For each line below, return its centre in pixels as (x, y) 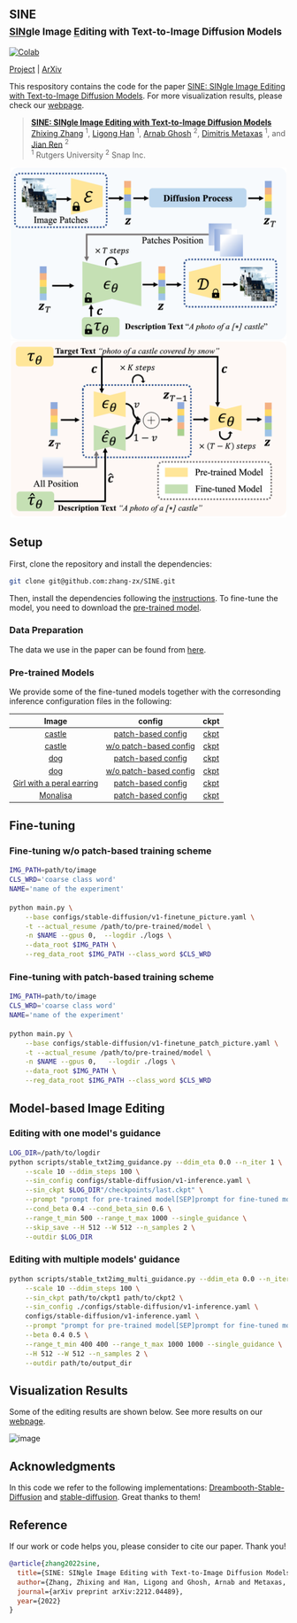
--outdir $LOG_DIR (59, 1237)
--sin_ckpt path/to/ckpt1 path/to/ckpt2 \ (104, 1298)
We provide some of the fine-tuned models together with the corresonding (145, 692)
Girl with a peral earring (56, 783)
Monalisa (56, 795)
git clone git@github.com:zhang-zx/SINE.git (92, 581)
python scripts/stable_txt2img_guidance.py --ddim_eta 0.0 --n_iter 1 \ (146, 1162)
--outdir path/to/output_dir (79, 1363)
